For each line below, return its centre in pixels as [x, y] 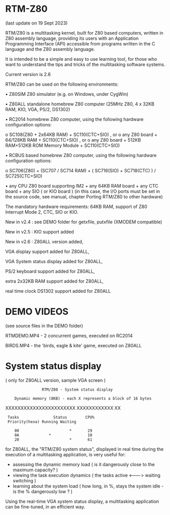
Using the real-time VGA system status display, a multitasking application [82, 501]
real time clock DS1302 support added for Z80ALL [58, 291]
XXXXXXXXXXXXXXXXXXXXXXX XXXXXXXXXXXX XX [63, 408]
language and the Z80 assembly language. [50, 49]
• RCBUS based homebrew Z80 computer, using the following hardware [81, 155]
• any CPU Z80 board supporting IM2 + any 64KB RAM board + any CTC [82, 186]
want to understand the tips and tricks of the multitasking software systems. [85, 64]
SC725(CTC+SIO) [24, 176]
